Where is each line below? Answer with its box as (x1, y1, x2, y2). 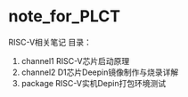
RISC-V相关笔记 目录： (8, 36, 93, 47)
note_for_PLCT (8, 6, 121, 27)
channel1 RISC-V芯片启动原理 (20, 55, 130, 66)
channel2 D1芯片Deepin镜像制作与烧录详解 (20, 67, 179, 77)
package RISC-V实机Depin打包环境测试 (20, 77, 167, 88)
